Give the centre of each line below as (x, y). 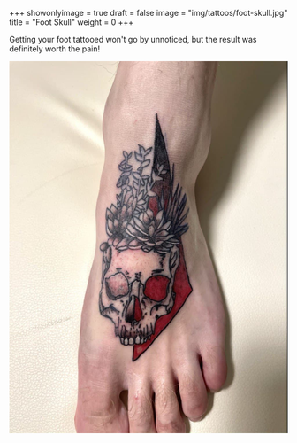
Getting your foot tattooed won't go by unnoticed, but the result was (133, 39)
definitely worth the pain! (54, 49)
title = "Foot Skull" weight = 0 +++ (72, 22)
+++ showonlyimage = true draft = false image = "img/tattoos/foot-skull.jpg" (148, 13)
